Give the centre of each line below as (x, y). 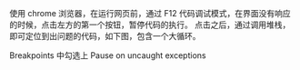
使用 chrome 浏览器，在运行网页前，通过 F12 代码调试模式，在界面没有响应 (150, 13)
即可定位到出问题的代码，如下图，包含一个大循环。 (105, 36)
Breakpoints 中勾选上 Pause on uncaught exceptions (108, 55)
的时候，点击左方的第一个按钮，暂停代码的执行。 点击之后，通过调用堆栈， (150, 25)
